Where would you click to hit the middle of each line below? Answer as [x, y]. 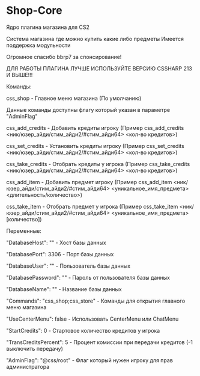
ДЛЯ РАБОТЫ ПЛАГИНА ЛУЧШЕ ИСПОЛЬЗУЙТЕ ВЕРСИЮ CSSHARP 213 [99, 68]
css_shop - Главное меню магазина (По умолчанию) [74, 98]
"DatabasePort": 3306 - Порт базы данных [60, 254]
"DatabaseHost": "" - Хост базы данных [56, 242]
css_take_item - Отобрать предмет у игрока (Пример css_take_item [92, 206]
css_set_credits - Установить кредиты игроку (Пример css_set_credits [95, 146]
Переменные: [24, 231]
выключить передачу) [35, 348]
